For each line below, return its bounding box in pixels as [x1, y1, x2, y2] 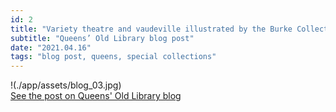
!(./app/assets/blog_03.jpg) [10, 79, 122, 91]
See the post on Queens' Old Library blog [10, 90, 182, 102]
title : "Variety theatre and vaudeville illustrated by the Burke [10, 24, 293, 34]
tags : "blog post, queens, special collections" [10, 52, 217, 62]
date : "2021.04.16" [10, 42, 92, 53]
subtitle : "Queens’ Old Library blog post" [10, 33, 195, 43]
